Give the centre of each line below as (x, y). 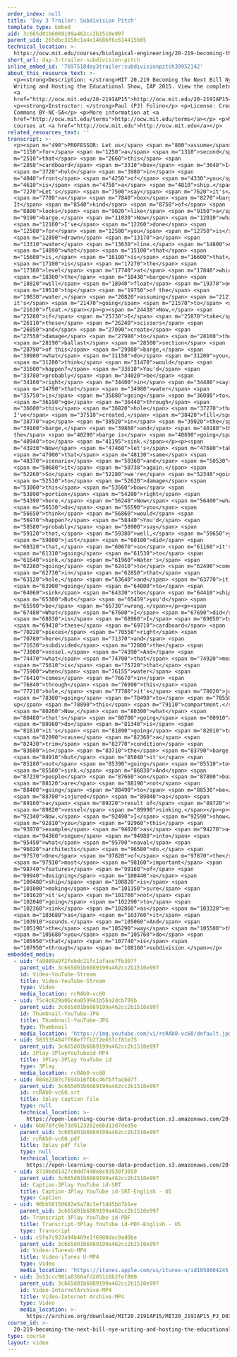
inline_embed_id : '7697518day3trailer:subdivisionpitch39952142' (105, 67)
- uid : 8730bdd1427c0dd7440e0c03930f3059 (75, 1172)
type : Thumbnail (44, 1027)
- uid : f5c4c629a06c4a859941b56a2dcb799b (75, 1001)
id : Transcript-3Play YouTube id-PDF (75, 1218)
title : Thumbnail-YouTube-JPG (65, 1020)
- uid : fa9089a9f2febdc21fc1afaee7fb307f (75, 961)
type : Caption (41, 1198)
